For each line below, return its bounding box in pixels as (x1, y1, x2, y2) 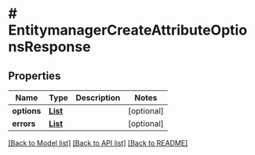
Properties (8, 69, 61, 82)
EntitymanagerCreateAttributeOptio (8, 21, 248, 39)
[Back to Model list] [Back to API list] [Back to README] (8, 139, 188, 147)
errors (12, 118, 36, 129)
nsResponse (8, 38, 92, 56)
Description (75, 92, 121, 103)
